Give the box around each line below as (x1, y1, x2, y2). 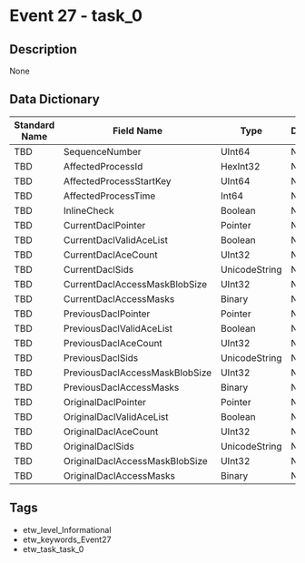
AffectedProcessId (63, 160, 143, 172)
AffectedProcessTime (63, 189, 156, 202)
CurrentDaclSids (63, 263, 134, 276)
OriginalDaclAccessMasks (63, 469, 175, 481)
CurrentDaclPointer (63, 218, 146, 231)
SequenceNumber (63, 145, 143, 158)
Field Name (112, 124, 163, 137)
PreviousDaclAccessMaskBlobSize (63, 366, 212, 379)
